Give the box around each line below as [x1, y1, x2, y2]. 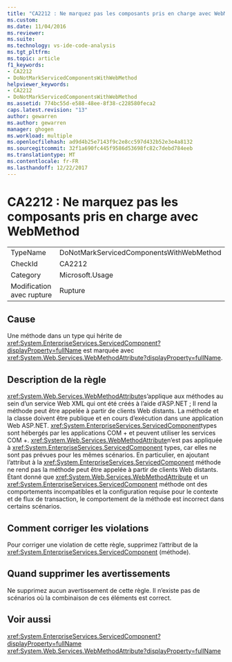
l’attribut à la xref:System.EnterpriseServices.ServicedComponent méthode [7, 458, 221, 466]
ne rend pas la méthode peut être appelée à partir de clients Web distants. [7, 466, 219, 474]
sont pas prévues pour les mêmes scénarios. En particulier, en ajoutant [7, 451, 209, 460]
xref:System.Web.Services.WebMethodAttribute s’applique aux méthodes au [7, 392, 224, 401]
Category [10, 270, 41, 280]
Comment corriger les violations [7, 522, 149, 534]
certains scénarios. [7, 502, 62, 511]
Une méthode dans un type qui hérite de [7, 332, 122, 340]
